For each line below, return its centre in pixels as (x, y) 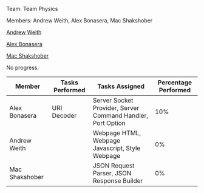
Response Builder (118, 181)
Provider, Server (116, 108)
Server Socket (113, 100)
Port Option (109, 123)
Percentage (175, 83)
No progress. (23, 67)
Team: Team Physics (32, 9)
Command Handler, (121, 116)
